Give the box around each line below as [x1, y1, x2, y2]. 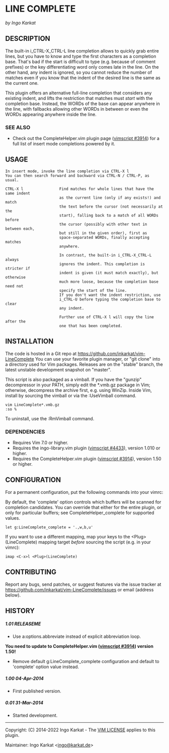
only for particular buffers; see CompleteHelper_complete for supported [5, 510, 154, 516]
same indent [5, 190, 30, 196]
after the [5, 319, 26, 324]
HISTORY [5, 607, 35, 615]
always [5, 257, 19, 262]
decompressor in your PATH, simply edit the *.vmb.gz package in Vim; [5, 382, 150, 388]
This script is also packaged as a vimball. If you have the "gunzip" [5, 376, 142, 382]
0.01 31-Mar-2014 [5, 699, 44, 706]
